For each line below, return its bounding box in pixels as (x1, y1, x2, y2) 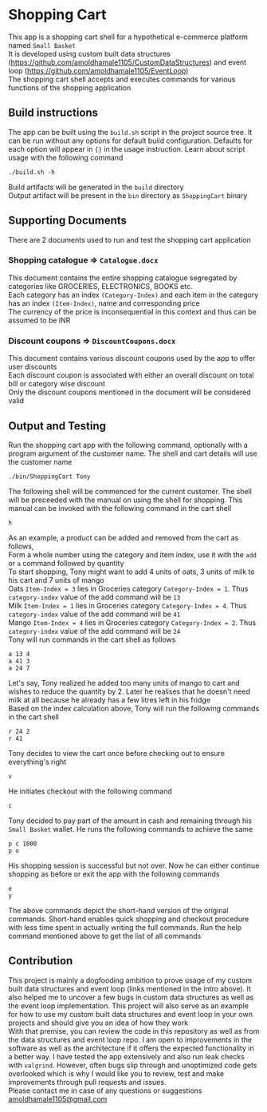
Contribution (8, 954, 73, 968)
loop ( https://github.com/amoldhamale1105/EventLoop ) (8, 65, 189, 75)
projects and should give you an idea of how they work (8, 1018, 189, 1027)
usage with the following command (8, 152, 124, 162)
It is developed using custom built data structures (8, 49, 171, 58)
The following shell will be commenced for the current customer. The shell (8, 486, 253, 496)
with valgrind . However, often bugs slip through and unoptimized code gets (8, 1060, 257, 1070)
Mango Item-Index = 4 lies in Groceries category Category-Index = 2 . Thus (8, 617, 257, 627)
